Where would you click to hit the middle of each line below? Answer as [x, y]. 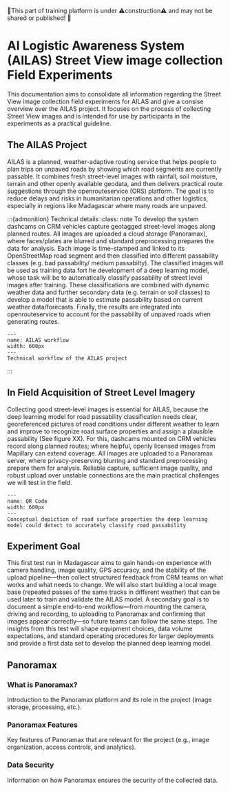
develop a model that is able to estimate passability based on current [105, 299]
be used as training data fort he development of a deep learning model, [108, 270]
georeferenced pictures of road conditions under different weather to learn [113, 424]
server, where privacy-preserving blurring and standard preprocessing [107, 460]
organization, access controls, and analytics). [72, 747]
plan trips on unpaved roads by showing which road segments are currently [115, 169]
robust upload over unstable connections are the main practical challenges [113, 475]
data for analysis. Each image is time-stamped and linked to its [96, 248]
